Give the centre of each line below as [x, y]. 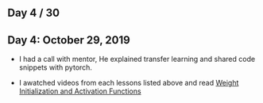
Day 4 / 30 [34, 13]
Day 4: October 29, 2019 [69, 40]
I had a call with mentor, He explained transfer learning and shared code [137, 59]
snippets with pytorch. [56, 67]
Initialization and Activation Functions [80, 91]
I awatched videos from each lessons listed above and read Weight [129, 83]
